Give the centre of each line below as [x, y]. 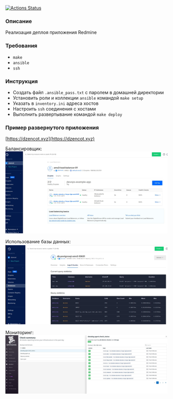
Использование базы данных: [38, 241]
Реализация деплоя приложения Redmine [51, 32]
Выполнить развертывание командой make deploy [67, 114]
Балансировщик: [24, 149]
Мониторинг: [20, 332]
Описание [19, 21]
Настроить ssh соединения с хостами [54, 108]
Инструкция [22, 81]
